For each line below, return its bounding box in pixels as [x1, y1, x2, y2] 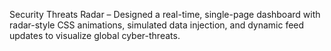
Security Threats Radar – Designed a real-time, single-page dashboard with [9, 9, 321, 20]
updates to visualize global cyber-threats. [9, 30, 181, 41]
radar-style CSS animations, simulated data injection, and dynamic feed [9, 19, 305, 31]
